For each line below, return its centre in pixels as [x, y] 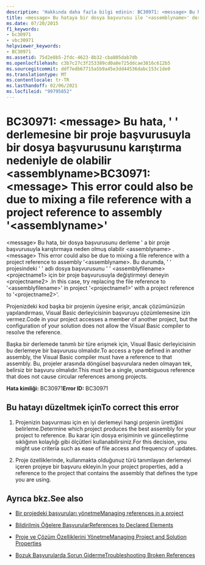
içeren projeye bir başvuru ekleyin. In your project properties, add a [99, 466]
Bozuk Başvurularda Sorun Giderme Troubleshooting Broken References [105, 555]
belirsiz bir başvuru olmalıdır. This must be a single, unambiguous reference [101, 370]
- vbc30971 [20, 40]
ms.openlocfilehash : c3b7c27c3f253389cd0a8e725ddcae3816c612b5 [88, 63]
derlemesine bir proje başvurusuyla [99, 135]
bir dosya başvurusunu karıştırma [94, 148]
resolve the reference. [34, 332]
